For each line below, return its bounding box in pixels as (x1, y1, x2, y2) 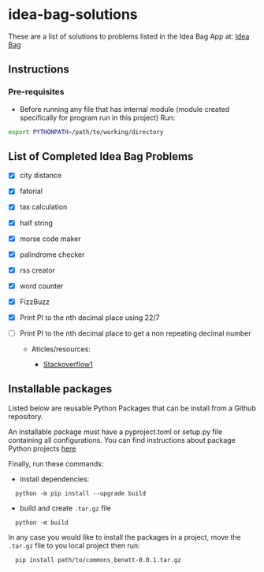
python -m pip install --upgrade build (15, 489, 147, 497)
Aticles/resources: (31, 344, 91, 354)
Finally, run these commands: (8, 459, 104, 468)
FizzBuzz (19, 297, 50, 306)
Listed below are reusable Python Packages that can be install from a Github (8, 403, 256, 413)
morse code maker (19, 234, 81, 243)
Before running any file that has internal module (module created (19, 104, 230, 113)
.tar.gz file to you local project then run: (8, 540, 140, 550)
